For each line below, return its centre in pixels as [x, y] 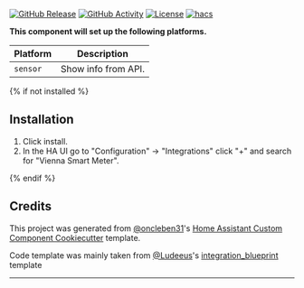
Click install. [45, 141]
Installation [42, 120]
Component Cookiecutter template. [75, 237]
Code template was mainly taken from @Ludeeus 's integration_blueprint [144, 255]
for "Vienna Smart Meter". [71, 160]
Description [102, 54]
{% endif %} [33, 178]
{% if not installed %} [49, 91]
